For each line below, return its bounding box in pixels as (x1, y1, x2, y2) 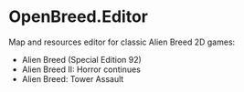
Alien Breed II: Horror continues (21, 64, 141, 75)
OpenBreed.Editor (8, 6, 148, 27)
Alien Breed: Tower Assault (21, 73, 124, 84)
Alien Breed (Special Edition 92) (21, 54, 143, 65)
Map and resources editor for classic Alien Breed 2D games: (8, 36, 236, 47)
